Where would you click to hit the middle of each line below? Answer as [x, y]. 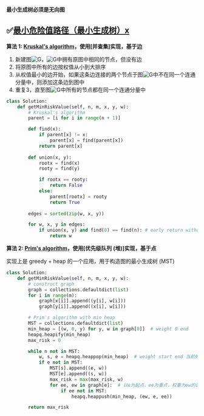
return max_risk [49, 407]
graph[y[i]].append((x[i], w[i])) [82, 307]
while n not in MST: [54, 351]
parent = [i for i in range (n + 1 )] [74, 118]
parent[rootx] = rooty [78, 196]
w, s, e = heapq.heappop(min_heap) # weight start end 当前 [117, 357]
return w [60, 236]
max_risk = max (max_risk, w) [86, 380]
